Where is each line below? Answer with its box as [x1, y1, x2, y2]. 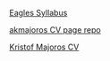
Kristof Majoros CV [9, 42, 80, 52]
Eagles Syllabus [9, 8, 68, 18]
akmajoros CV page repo [9, 25, 101, 34]
